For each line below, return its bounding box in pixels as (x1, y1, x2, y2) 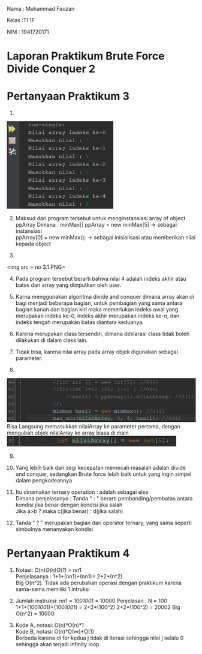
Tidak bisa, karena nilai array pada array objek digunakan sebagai (15, 348, 179, 356)
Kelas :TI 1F (7, 17, 35, 23)
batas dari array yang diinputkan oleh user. (15, 281, 122, 289)
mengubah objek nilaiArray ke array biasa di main (7, 429, 129, 436)
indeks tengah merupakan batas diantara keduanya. (15, 319, 144, 326)
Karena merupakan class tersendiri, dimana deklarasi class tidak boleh (15, 330, 190, 338)
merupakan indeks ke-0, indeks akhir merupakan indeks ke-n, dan (15, 312, 180, 320)
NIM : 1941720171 (7, 28, 50, 35)
